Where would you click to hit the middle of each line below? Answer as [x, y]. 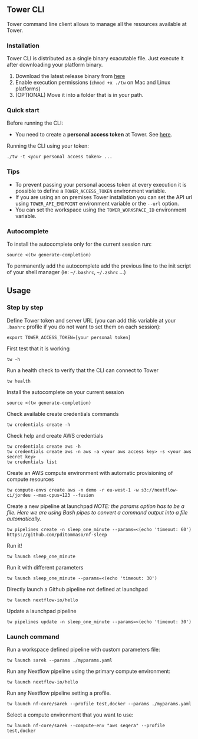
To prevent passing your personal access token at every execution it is [101, 184]
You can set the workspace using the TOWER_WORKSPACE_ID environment [100, 210]
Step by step [25, 308]
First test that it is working [38, 349]
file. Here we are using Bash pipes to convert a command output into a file [97, 512]
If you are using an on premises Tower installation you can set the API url [104, 197]
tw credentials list [32, 462]
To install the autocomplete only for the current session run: [79, 244]
